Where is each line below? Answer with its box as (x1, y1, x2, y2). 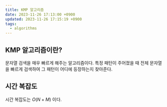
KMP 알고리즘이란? (5, 45, 62, 54)
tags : (5, 21, 17, 26)
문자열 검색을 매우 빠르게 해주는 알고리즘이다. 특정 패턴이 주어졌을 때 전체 (5, 59, 149, 65)
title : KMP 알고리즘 (5, 7, 44, 12)
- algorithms (10, 26, 37, 31)
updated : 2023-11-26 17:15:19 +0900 (5, 16, 82, 21)
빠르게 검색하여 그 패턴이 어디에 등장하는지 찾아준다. (10, 66, 113, 72)
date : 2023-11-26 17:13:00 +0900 (5, 12, 75, 17)
